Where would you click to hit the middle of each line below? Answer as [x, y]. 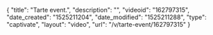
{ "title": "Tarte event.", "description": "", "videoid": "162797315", [98, 10]
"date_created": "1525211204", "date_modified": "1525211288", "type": [107, 17]
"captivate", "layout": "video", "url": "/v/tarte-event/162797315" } [99, 24]
